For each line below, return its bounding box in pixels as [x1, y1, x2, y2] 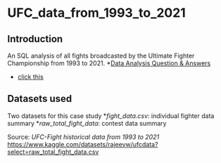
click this [17, 72, 44, 81]
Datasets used [7, 93, 72, 105]
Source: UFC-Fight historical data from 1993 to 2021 [7, 132, 160, 141]
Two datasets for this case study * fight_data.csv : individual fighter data [7, 111, 215, 120]
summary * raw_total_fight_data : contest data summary [7, 119, 167, 127]
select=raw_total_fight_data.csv [7, 148, 99, 156]
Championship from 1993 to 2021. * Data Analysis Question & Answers [7, 59, 211, 67]
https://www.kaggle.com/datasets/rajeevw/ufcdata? [7, 140, 158, 148]
